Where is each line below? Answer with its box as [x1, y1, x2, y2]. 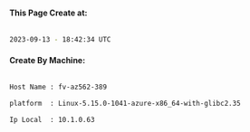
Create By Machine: [9, 54, 86, 65]
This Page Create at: [9, 7, 88, 18]
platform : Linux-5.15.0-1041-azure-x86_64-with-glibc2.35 [9, 99, 242, 108]
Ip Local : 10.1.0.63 [9, 116, 95, 125]
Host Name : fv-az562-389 [9, 82, 107, 92]
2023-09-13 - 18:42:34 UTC [9, 35, 111, 44]
